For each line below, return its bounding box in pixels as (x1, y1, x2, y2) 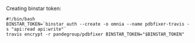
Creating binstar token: (6, 5, 61, 12)
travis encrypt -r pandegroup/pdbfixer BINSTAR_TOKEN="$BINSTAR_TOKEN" (6, 31, 184, 37)
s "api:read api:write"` (6, 26, 67, 32)
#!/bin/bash (6, 16, 35, 22)
